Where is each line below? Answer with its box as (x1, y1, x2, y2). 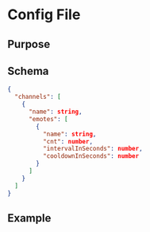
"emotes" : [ (28, 115, 68, 123)
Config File (7, 6, 81, 24)
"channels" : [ (14, 93, 61, 101)
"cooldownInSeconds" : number (42, 152, 140, 160)
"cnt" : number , (42, 137, 93, 145)
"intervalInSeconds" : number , (42, 145, 144, 153)
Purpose (7, 37, 51, 51)
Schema (7, 64, 49, 77)
